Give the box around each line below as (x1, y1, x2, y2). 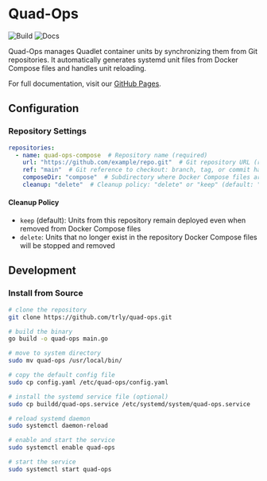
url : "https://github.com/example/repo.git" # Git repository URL (22, 158, 250, 167)
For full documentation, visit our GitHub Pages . (8, 79, 161, 88)
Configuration (8, 102, 79, 115)
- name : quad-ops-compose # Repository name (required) (15, 151, 208, 159)
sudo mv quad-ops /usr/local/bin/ (8, 357, 123, 365)
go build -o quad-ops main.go (8, 335, 109, 343)
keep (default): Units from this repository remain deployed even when (19, 215, 246, 225)
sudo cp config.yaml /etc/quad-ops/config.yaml (8, 378, 169, 386)
